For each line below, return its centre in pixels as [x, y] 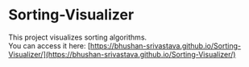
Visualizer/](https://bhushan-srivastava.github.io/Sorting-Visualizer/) [122, 54]
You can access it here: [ [50, 45]
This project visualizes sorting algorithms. [78, 37]
